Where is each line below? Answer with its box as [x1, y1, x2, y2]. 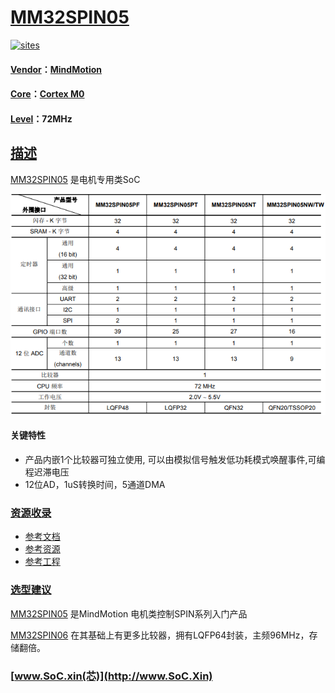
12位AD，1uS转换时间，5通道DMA [24, 479, 166, 490]
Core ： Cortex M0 [10, 88, 85, 100]
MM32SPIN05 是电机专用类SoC [10, 173, 141, 185]
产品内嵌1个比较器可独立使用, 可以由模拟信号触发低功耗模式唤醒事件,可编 [24, 454, 326, 465]
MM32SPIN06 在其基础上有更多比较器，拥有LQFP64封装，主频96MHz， [10, 629, 310, 641]
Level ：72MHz [10, 112, 73, 125]
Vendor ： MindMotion [10, 63, 102, 75]
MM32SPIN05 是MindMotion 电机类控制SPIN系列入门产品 [10, 607, 248, 620]
